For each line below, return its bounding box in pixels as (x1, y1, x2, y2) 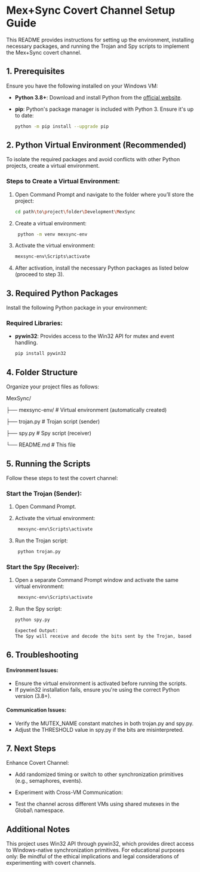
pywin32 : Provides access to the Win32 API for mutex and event (14, 333, 174, 340)
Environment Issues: (6, 666, 59, 674)
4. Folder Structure (6, 367, 78, 378)
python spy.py (14, 617, 50, 623)
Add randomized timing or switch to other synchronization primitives (14, 771, 184, 778)
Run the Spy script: (14, 605, 62, 612)
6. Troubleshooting (6, 650, 79, 660)
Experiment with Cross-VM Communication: (14, 789, 124, 796)
